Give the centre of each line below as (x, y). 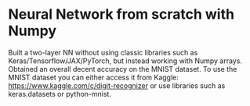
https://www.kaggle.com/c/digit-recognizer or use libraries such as (117, 85)
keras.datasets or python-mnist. (60, 94)
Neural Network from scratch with (121, 14)
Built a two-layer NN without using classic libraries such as (103, 52)
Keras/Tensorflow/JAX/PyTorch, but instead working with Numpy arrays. (125, 61)
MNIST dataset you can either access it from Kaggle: (93, 77)
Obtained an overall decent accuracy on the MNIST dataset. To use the (123, 69)
